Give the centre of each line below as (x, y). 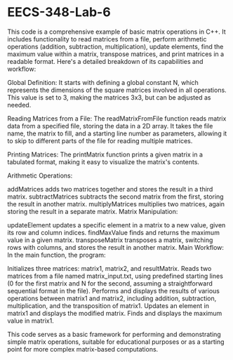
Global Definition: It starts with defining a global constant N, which (103, 82)
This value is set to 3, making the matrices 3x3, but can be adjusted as (109, 97)
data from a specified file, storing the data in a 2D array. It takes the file (110, 126)
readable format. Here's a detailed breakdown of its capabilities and (105, 61)
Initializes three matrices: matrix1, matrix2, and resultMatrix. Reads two (109, 268)
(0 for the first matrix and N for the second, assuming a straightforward (110, 283)
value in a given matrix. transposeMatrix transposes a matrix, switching (110, 240)
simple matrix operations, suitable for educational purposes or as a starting (116, 342)
